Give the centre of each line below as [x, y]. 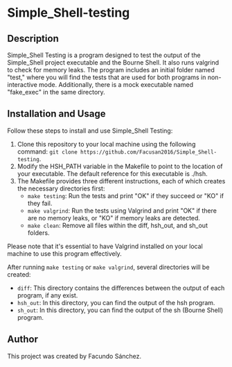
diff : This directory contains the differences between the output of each [121, 288]
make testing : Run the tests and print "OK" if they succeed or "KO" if [125, 195]
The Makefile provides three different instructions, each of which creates [121, 181]
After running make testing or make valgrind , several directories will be [108, 267]
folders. [38, 233]
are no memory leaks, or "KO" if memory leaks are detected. [114, 218]
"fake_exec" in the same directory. [56, 92]
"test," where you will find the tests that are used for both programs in [107, 77]
